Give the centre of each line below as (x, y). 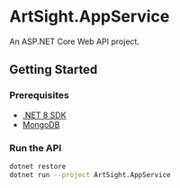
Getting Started (54, 70)
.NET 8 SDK (44, 115)
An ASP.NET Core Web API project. (74, 41)
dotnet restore (38, 166)
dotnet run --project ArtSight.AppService (90, 175)
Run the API (36, 148)
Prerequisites (39, 95)
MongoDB (41, 124)
